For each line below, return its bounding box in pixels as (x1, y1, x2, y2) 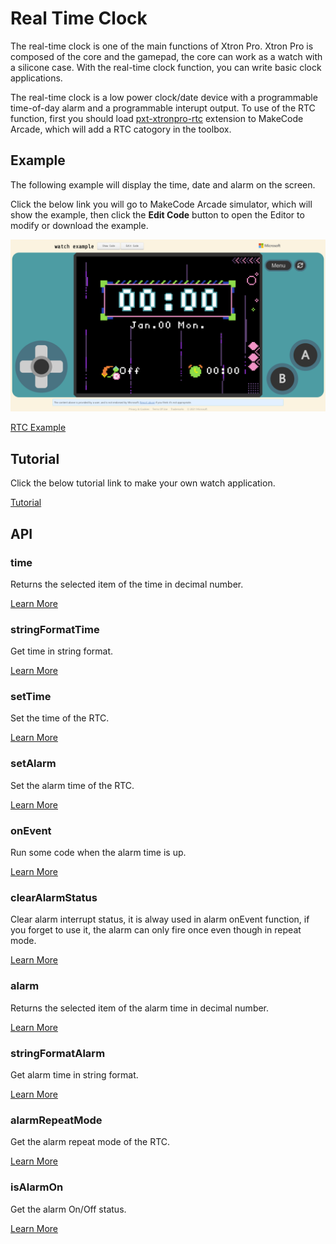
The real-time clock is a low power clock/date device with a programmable (10, 91, 318, 103)
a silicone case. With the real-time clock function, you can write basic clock (10, 61, 322, 73)
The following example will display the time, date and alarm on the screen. (10, 178, 316, 191)
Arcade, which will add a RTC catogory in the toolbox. (10, 123, 232, 135)
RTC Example (10, 422, 67, 434)
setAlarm (10, 757, 57, 771)
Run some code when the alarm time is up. (10, 847, 187, 859)
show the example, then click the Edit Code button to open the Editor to (10, 208, 305, 221)
